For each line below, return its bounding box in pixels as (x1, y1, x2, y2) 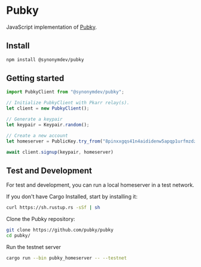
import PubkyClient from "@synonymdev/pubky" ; (6, 89, 124, 95)
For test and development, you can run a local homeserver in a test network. (6, 181, 194, 189)
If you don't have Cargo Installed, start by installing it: (6, 193, 138, 201)
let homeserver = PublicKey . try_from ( (6, 138, 103, 144)
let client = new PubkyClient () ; (6, 105, 90, 111)
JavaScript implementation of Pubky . (6, 23, 98, 31)
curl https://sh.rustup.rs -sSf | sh (6, 205, 100, 211)
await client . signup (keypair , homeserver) (6, 149, 114, 155)
